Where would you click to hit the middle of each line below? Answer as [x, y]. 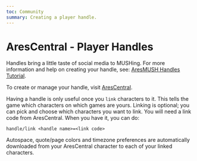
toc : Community [25, 12]
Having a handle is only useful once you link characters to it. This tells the [98, 99]
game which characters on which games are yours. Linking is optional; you [98, 106]
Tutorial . [16, 76]
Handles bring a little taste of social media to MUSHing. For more [86, 63]
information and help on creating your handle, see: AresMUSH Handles [93, 70]
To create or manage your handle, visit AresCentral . [69, 88]
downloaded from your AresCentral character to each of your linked [89, 146]
